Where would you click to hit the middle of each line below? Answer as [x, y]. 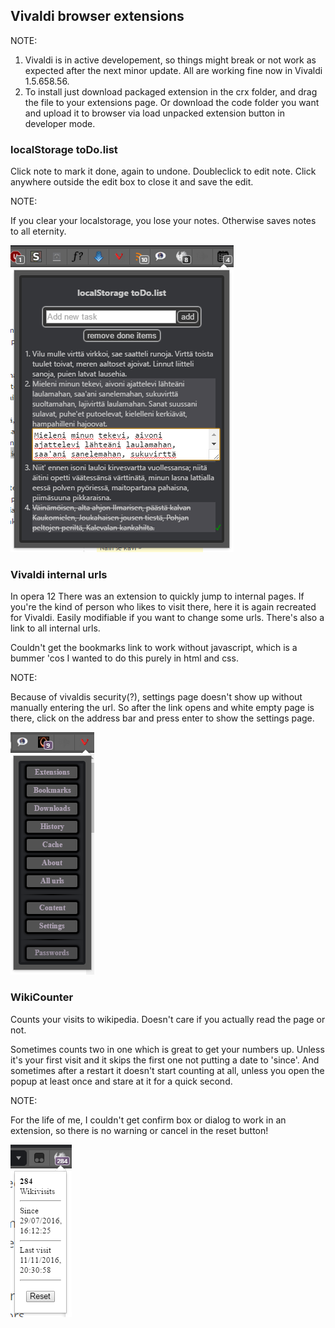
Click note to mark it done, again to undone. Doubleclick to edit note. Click [163, 171]
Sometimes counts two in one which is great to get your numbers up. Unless [167, 1049]
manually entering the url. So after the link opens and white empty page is [162, 708]
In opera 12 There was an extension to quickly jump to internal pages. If [157, 596]
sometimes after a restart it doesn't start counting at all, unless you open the [167, 1070]
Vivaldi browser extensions [97, 16]
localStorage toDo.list [64, 149]
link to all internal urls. [55, 628]
